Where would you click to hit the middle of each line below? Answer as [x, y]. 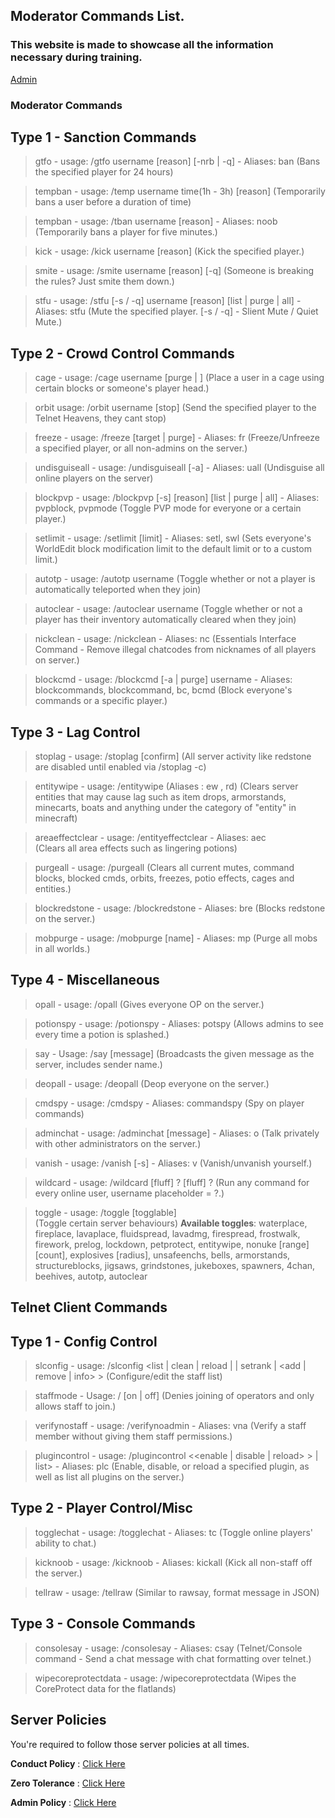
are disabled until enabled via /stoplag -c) [120, 767]
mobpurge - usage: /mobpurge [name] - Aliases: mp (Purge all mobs [176, 938]
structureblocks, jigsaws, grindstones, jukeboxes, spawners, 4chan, [175, 1265]
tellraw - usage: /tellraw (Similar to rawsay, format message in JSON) [177, 1592]
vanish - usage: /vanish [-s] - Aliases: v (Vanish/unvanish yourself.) [173, 1163]
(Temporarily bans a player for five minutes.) [126, 232]
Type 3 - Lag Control [75, 732]
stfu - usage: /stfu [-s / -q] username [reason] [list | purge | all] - [168, 301]
